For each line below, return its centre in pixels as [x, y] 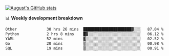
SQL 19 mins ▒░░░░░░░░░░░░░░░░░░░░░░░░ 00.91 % [84, 48]
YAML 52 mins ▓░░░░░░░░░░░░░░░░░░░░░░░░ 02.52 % [84, 39]
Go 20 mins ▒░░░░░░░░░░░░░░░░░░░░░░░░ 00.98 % [84, 43]
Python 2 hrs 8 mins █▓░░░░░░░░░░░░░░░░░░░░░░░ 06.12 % [84, 34]
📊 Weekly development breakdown [44, 18]
